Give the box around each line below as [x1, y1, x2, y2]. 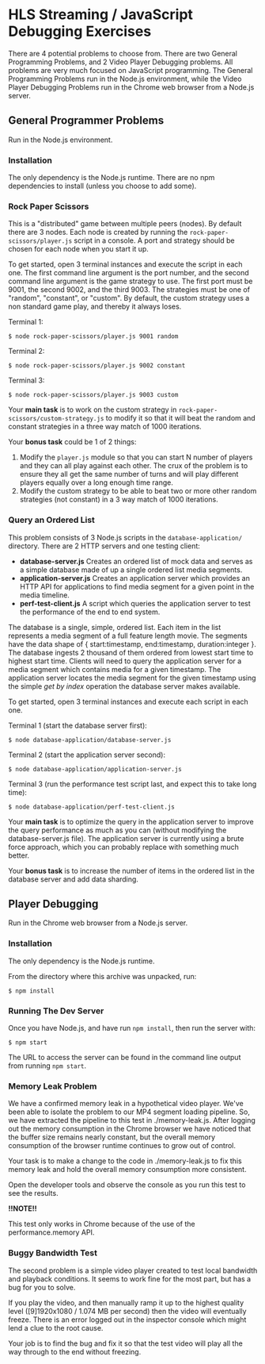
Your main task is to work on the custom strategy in [8, 405, 177, 414]
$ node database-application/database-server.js [8, 736, 172, 743]
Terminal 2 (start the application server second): [8, 750, 166, 759]
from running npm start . [8, 1061, 87, 1070]
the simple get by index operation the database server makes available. [8, 681, 240, 691]
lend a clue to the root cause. [8, 1323, 104, 1332]
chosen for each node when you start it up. [8, 244, 149, 254]
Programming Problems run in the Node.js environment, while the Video [8, 74, 242, 83]
